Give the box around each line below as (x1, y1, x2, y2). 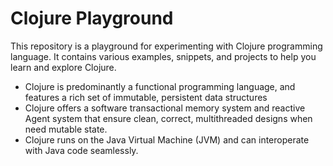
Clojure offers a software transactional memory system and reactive (24, 102, 306, 114)
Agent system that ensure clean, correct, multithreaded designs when (24, 112, 313, 124)
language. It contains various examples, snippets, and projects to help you (10, 50, 317, 62)
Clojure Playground (10, 7, 174, 30)
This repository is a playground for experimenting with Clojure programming (10, 40, 323, 52)
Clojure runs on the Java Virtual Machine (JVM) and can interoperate (24, 133, 310, 146)
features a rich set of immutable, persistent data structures (24, 91, 268, 103)
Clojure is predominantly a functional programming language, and (24, 80, 296, 92)
